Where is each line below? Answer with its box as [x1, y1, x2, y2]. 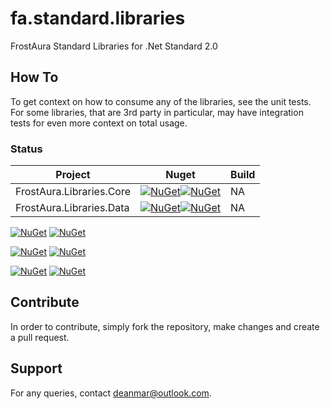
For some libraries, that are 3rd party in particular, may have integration [10, 106, 304, 118]
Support [10, 360, 63, 377]
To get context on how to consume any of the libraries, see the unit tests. [10, 95, 312, 107]
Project [55, 168, 91, 182]
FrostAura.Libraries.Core [15, 185, 132, 199]
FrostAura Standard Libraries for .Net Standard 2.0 [10, 40, 218, 52]
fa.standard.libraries [10, 7, 186, 30]
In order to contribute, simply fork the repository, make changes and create [10, 320, 320, 332]
